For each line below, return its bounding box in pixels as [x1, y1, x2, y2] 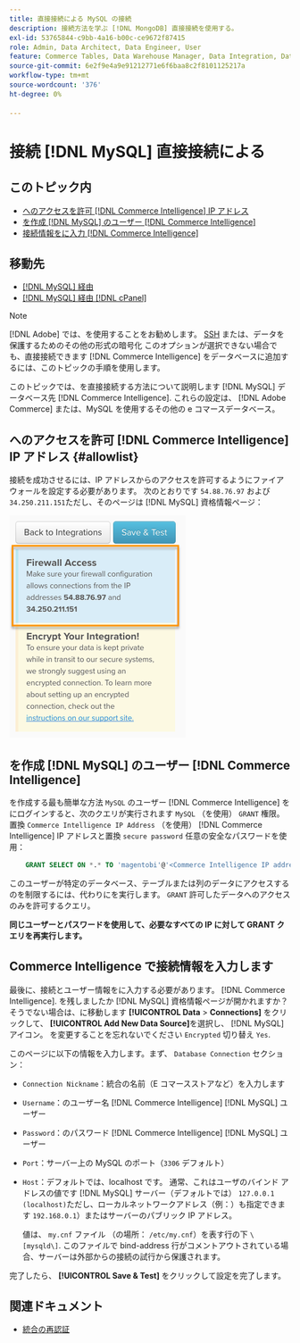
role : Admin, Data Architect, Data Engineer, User [9, 43, 202, 52]
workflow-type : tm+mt [9, 71, 90, 80]
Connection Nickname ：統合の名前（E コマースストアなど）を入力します [21, 1078, 286, 1089]
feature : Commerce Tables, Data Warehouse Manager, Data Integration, [9, 52, 278, 62]
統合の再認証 [21, 1324, 70, 1335]
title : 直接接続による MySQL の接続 [9, 14, 132, 23]
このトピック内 [9, 179, 92, 196]
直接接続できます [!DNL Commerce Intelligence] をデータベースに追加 [24, 351, 281, 362]
